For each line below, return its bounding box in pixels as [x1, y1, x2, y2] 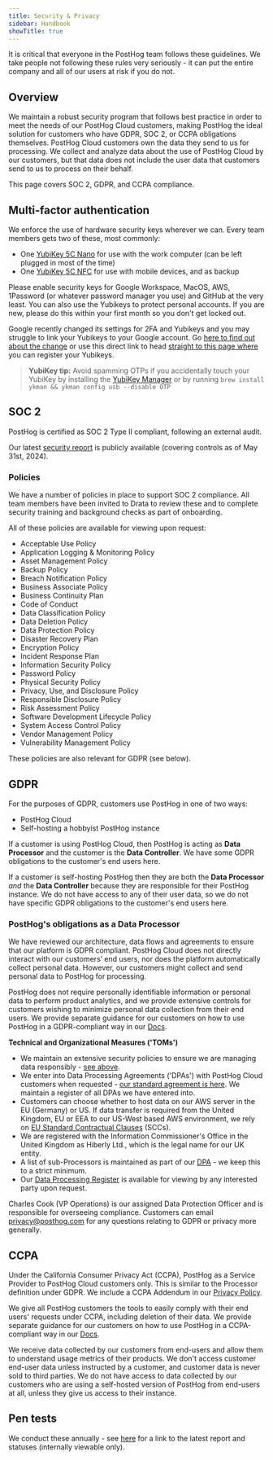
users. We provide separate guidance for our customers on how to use [8, 1013, 245, 1023]
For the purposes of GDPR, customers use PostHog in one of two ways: [8, 799, 248, 809]
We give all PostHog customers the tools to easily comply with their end [8, 1304, 249, 1313]
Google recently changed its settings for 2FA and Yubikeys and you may [8, 324, 250, 334]
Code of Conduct [19, 599, 79, 609]
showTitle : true [8, 27, 63, 35]
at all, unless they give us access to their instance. [8, 1388, 177, 1398]
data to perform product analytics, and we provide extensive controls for [8, 996, 252, 1006]
